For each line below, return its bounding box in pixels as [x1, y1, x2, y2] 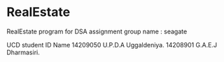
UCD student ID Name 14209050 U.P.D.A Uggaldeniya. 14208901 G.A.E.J [6, 40, 218, 49]
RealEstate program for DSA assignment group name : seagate [6, 27, 188, 36]
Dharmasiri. [6, 48, 40, 56]
